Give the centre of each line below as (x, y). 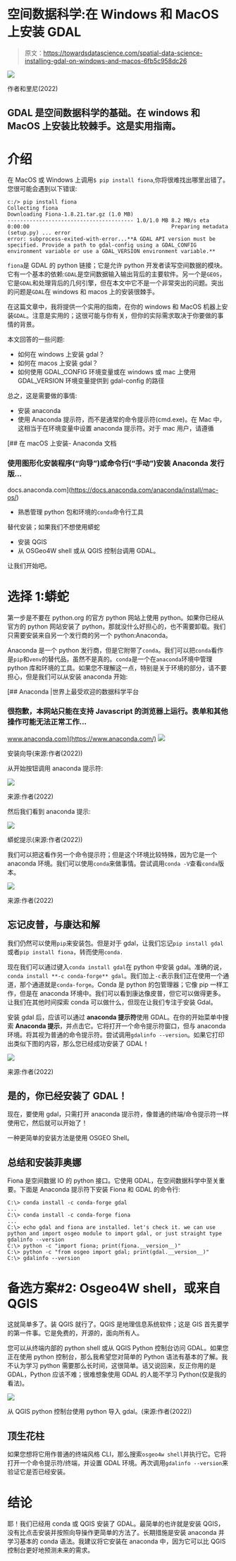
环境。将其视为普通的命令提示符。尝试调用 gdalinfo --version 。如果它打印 (116, 1035)
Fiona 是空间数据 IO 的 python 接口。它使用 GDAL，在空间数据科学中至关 (113, 1180)
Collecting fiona (33, 209)
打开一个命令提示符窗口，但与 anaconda (168, 1025)
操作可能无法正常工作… (47, 722)
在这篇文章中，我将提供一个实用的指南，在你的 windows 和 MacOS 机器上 (114, 307)
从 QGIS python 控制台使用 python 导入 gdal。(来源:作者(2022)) (100, 1412)
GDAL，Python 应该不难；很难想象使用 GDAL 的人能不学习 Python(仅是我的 (117, 1374)
